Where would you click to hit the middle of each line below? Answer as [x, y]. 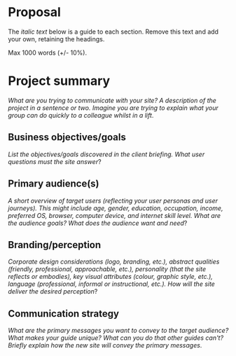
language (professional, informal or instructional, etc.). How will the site [112, 284]
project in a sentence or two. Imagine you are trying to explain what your [113, 108]
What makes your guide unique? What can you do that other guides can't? [116, 338]
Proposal [35, 12]
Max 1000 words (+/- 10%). [47, 53]
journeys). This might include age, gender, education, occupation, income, [116, 208]
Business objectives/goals [67, 137]
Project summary [59, 81]
